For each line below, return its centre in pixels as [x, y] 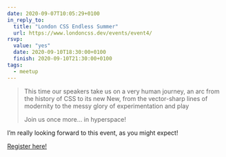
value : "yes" [32, 46]
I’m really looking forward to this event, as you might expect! [93, 133]
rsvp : [15, 39]
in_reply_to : [26, 20]
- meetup [26, 71]
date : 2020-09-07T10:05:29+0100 [53, 13]
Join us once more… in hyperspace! [75, 119]
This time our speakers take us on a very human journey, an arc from [122, 91]
